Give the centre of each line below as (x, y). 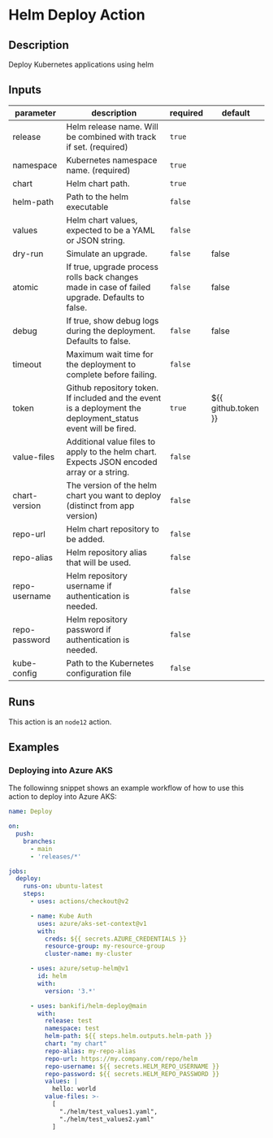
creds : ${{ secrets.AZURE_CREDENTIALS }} (115, 939)
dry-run (28, 254)
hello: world (74, 1089)
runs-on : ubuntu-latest (63, 886)
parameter (36, 113)
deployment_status (103, 418)
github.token (235, 408)
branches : (40, 841)
